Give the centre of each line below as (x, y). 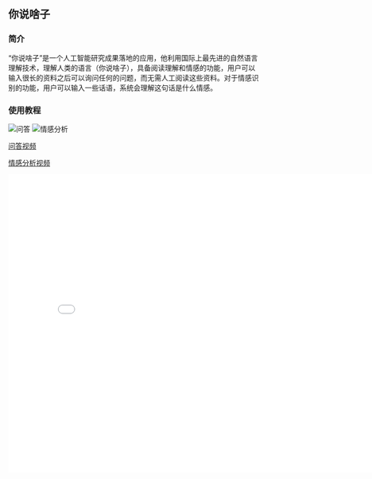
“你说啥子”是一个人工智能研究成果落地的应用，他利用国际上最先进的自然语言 (133, 57)
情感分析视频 (29, 162)
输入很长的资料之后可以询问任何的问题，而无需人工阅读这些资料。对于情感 (130, 77)
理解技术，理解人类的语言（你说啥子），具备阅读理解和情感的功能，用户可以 (132, 68)
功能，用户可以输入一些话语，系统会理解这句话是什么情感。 (119, 88)
